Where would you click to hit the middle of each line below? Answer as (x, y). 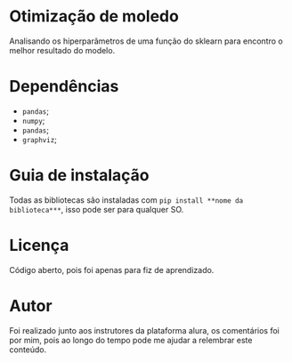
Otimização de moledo (94, 16)
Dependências (64, 87)
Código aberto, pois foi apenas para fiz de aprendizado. (112, 269)
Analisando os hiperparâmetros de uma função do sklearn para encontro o (146, 41)
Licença (39, 245)
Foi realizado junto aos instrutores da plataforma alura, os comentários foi (145, 330)
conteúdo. (28, 350)
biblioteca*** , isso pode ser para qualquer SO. (97, 209)
